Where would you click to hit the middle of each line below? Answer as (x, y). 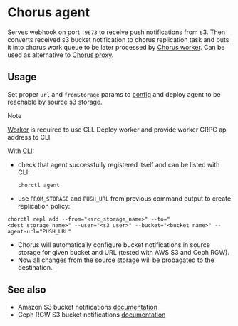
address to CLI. (30, 137)
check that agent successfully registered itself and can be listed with (119, 164)
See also (27, 290)
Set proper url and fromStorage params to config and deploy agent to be (114, 94)
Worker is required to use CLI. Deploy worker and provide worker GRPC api (118, 130)
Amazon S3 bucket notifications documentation (88, 307)
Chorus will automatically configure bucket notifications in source (114, 244)
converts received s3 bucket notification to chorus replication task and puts (118, 39)
